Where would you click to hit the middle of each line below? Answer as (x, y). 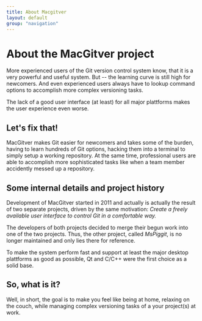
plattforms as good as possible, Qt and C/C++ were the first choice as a (97, 259)
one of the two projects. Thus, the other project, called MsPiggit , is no (94, 234)
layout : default (27, 18)
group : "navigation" (33, 23)
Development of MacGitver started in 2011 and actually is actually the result (101, 202)
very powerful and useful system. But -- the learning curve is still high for (99, 77)
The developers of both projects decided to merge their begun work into (97, 227)
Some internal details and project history (85, 188)
